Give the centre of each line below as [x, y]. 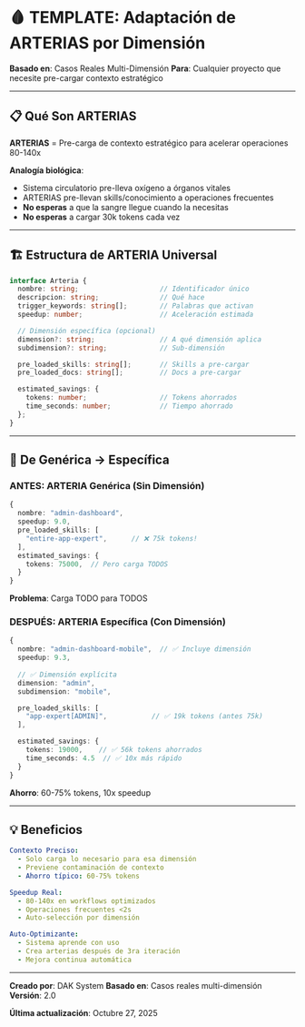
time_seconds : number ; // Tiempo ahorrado [129, 406]
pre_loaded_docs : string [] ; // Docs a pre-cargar [130, 373]
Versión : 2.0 [33, 995]
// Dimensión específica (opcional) [87, 330]
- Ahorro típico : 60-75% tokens [79, 876]
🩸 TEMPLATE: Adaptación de [123, 18]
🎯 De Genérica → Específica [89, 460]
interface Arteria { [49, 280]
